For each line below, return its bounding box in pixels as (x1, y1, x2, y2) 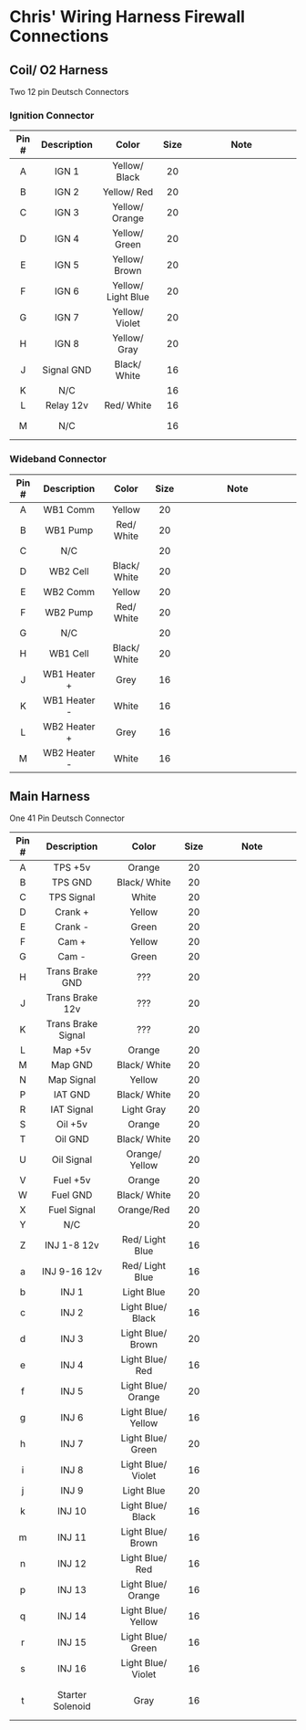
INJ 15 (57, 1636, 87, 1649)
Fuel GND (51, 1189, 93, 1201)
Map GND (51, 1059, 94, 1072)
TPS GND (51, 876, 93, 889)
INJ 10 (57, 1505, 87, 1517)
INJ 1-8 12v (45, 1239, 100, 1252)
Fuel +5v (53, 1174, 91, 1187)
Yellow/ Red (102, 185, 154, 198)
